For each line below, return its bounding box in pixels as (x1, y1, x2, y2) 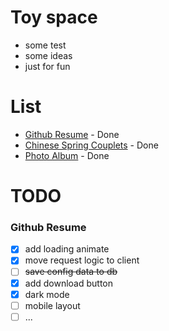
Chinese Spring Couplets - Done (24, 139, 159, 151)
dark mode (24, 288, 70, 300)
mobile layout (24, 299, 81, 311)
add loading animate (24, 243, 110, 255)
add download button (24, 277, 113, 289)
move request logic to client (24, 254, 140, 266)
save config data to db (24, 266, 118, 278)
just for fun (24, 60, 71, 72)
